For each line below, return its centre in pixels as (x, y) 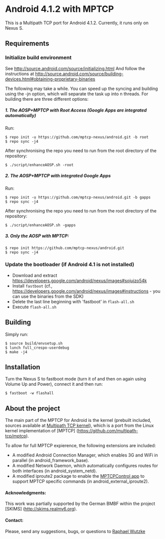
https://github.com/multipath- (108, 431)
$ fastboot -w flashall (30, 393)
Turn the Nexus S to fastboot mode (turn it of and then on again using (76, 379)
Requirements (27, 44)
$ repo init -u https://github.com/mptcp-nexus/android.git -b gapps (78, 197)
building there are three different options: (47, 99)
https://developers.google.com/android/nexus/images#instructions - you (86, 291)
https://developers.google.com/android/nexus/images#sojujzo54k (79, 281)
